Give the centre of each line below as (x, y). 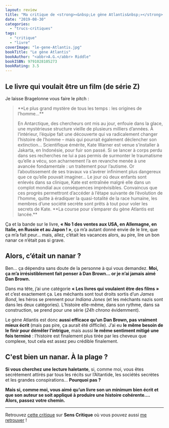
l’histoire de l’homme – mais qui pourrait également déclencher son (87, 139)
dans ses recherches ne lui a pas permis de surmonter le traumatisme (90, 155)
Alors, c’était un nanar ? (43, 256)
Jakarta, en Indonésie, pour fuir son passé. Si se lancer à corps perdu (90, 150)
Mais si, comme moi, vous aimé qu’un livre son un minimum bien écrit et (82, 389)
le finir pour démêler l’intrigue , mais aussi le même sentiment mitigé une (82, 330)
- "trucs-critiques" (31, 29)
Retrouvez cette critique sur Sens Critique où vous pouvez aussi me (76, 415)
